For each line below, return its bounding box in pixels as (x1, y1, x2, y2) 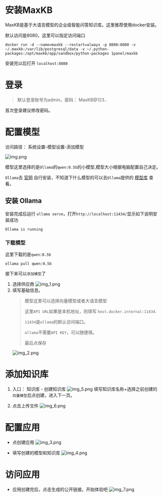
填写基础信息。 (12, 287, 43, 293)
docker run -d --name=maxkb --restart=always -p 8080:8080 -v (5, 42, 136, 47)
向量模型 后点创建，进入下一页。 (12, 392, 75, 398)
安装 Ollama (5, 197, 42, 205)
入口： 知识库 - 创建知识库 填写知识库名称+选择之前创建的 (12, 386, 158, 392)
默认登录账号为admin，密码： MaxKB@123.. (17, 97, 107, 103)
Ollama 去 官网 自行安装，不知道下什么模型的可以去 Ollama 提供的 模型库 (5, 174, 148, 180)
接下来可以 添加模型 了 (5, 271, 46, 276)
